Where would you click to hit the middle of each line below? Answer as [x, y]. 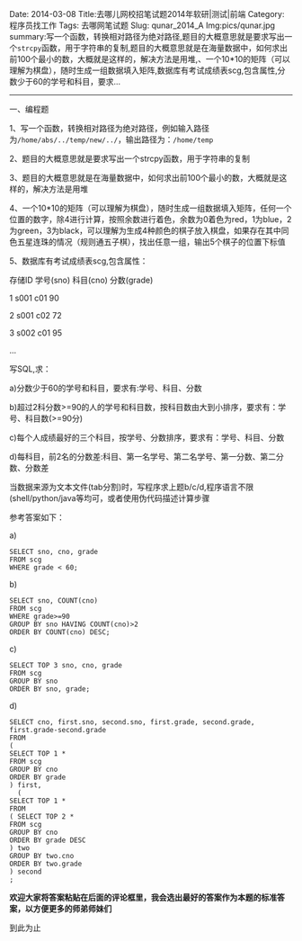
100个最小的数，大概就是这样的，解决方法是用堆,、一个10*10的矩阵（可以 [153, 59]
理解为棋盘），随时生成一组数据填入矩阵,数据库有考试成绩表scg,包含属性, [144, 70]
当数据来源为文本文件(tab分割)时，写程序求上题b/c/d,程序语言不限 [132, 487]
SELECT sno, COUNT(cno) [54, 601]
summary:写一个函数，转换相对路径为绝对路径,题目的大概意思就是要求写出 [147, 36]
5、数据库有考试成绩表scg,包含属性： [79, 261]
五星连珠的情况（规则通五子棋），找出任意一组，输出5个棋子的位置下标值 [151, 242]
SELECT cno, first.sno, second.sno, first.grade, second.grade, [132, 722]
